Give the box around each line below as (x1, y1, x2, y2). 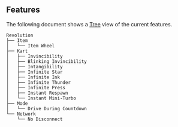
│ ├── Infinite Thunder (6, 79, 71, 86)
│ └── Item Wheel (6, 43, 55, 49)
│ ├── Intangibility (6, 63, 63, 69)
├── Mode (6, 100, 28, 107)
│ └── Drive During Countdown (6, 105, 87, 111)
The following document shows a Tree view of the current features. (6, 20, 173, 28)
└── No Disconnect (17, 116, 63, 122)
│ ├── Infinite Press (6, 84, 66, 90)
